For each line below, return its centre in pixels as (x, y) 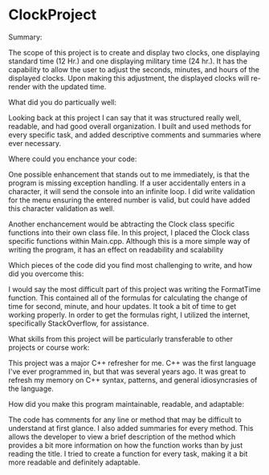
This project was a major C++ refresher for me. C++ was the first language (132, 363)
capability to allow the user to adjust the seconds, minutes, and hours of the (134, 69)
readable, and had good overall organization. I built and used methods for (130, 126)
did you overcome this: (46, 274)
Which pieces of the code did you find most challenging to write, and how (130, 265)
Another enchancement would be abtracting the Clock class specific (122, 224)
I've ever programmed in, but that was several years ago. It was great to (127, 371)
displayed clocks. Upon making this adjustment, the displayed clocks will (129, 78)
